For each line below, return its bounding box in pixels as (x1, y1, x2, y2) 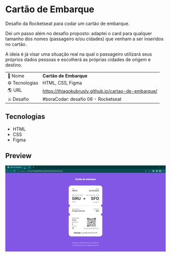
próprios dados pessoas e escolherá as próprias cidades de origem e (5, 56, 151, 62)
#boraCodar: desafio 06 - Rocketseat (42, 96, 122, 102)
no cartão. (5, 41, 27, 47)
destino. (5, 62, 22, 68)
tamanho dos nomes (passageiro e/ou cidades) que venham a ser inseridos (5, 36, 164, 42)
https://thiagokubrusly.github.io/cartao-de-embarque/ (42, 88, 158, 94)
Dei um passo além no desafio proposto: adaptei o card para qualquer (5, 30, 152, 36)
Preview (5, 151, 32, 160)
